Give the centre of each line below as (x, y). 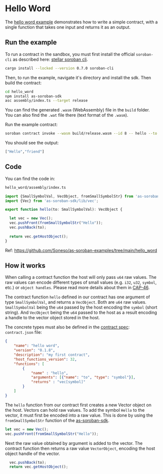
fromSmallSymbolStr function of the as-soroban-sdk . (57, 420)
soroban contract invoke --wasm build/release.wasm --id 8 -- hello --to (81, 134)
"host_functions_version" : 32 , (45, 359)
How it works (25, 265)
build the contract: (24, 83)
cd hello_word (19, 91)
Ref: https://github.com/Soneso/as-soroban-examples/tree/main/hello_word (81, 250)
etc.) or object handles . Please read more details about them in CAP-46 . (77, 288)
